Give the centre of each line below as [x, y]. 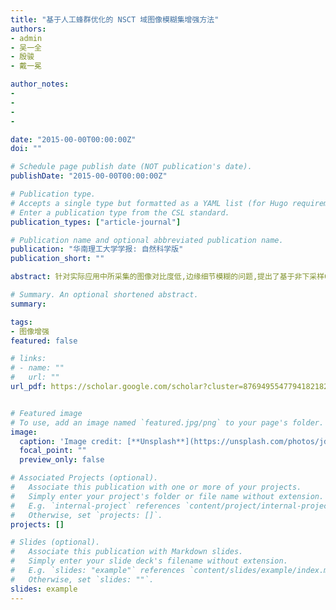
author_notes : [40, 84]
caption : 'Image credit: [71, 441]
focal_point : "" [53, 451]
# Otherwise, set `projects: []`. [86, 515]
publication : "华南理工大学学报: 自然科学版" [97, 249]
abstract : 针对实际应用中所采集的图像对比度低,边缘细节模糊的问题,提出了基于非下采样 [167, 277]
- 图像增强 [30, 331]
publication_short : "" [57, 259]
